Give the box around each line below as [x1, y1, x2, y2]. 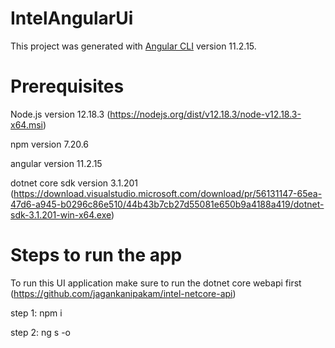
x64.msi [10, 118, 43, 131]
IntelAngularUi [10, 7, 134, 30]
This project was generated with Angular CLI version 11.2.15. [10, 40, 257, 52]
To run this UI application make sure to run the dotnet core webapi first [10, 277, 302, 289]
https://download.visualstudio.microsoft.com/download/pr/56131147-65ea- [13, 187, 323, 199]
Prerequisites [10, 75, 125, 98]
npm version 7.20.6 [10, 138, 90, 150]
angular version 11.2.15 [10, 157, 103, 169]
